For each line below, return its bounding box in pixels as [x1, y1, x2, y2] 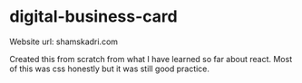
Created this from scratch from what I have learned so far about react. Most [9, 53, 293, 64]
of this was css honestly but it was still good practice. [9, 63, 210, 74]
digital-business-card [9, 6, 179, 27]
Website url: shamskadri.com [9, 36, 119, 47]
